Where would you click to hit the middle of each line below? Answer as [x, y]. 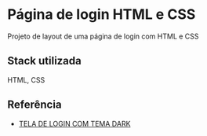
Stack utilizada [44, 61]
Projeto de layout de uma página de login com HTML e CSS [103, 36]
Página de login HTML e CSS [102, 15]
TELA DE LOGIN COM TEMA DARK [74, 123]
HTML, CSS [26, 79]
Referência [34, 105]
